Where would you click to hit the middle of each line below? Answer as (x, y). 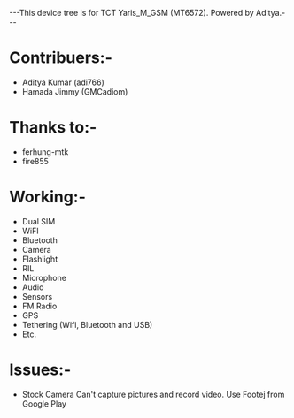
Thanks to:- (53, 128)
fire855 (35, 161)
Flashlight (40, 259)
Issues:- (40, 369)
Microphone (44, 277)
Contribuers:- (61, 58)
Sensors (37, 296)
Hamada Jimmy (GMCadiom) (75, 91)
